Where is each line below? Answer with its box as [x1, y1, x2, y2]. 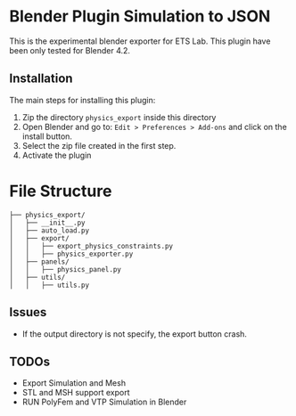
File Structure [9, 181, 112, 201]
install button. [21, 131, 73, 142]
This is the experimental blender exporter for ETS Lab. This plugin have [9, 36, 271, 46]
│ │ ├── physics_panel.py [9, 265, 122, 273]
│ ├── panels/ [9, 257, 70, 266]
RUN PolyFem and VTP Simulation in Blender [21, 396, 187, 407]
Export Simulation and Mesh [21, 378, 127, 388]
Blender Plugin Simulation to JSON [9, 6, 271, 27]
